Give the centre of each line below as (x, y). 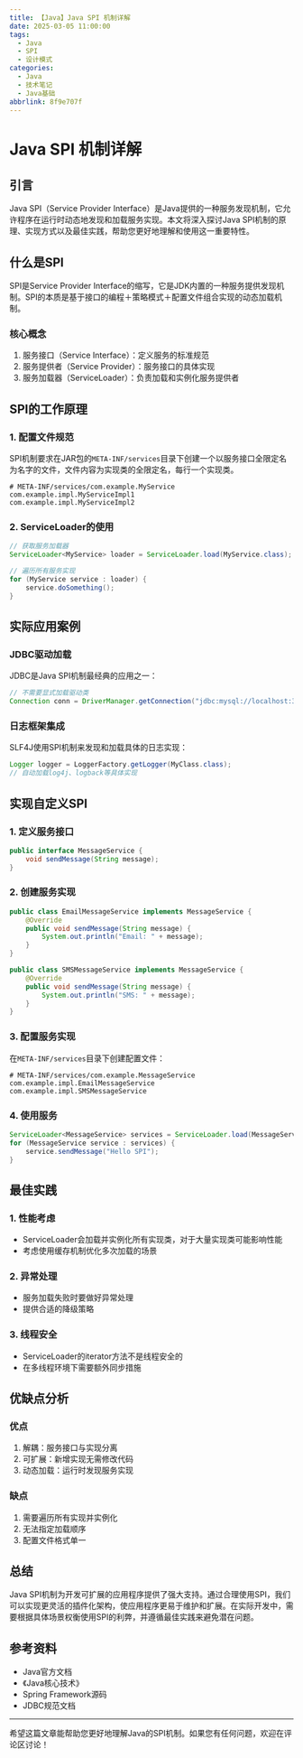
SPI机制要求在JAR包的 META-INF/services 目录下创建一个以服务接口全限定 (144, 459)
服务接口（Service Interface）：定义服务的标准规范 (115, 355)
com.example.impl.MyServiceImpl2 (72, 503)
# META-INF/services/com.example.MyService (92, 487)
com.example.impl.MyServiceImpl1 (72, 495)
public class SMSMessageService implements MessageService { (127, 970)
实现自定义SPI (49, 803)
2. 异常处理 (33, 1277)
